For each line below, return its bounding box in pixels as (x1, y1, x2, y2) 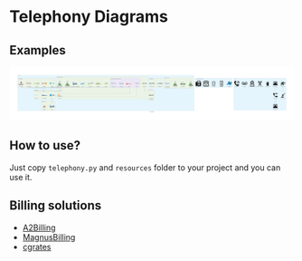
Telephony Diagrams (9, 6, 169, 27)
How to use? (9, 138, 81, 153)
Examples (9, 43, 66, 58)
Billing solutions (9, 198, 102, 214)
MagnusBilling (22, 231, 76, 242)
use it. (9, 171, 33, 182)
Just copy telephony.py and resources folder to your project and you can (9, 161, 281, 173)
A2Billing (22, 222, 56, 233)
